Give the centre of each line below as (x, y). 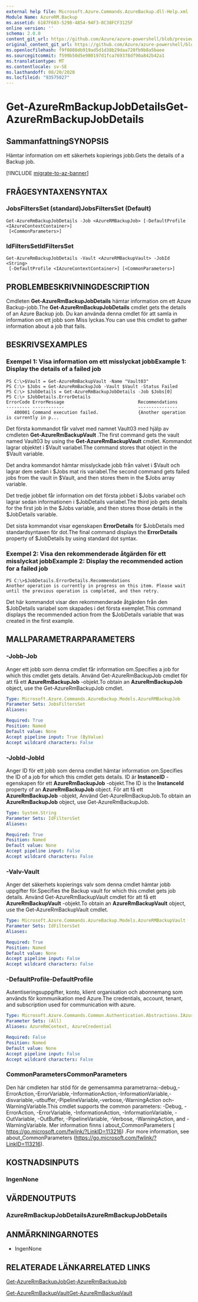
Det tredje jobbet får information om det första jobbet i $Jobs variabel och (96, 495)
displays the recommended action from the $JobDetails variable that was (95, 614)
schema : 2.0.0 (24, 34)
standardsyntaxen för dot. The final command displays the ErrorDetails (92, 532)
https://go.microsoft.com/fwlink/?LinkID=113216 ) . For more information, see (98, 1131)
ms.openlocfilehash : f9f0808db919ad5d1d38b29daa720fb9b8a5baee (85, 50)
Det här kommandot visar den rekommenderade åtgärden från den (87, 602)
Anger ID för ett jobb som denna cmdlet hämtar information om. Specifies (95, 770)
